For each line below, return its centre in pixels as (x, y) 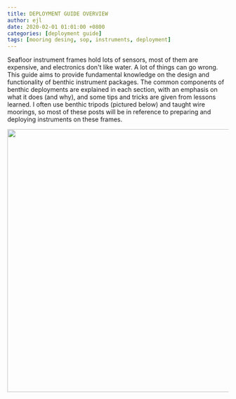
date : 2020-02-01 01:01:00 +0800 (56, 27)
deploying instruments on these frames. (65, 119)
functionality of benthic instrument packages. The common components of (116, 82)
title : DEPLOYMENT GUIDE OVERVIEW (58, 14)
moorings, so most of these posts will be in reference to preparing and (109, 112)
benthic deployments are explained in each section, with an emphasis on (112, 90)
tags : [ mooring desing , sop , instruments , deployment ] (89, 40)
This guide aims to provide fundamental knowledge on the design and (108, 75)
